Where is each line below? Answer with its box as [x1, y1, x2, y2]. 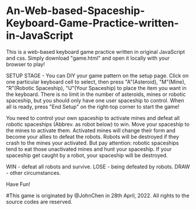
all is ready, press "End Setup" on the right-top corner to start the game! [6, 103, 180, 110]
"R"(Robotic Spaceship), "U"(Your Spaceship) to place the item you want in [6, 84, 187, 91]
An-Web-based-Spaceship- [6, 4, 145, 18]
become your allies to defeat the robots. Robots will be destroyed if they [6, 133, 180, 140]
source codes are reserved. [6, 198, 73, 205]
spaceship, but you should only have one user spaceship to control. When [6, 97, 184, 104]
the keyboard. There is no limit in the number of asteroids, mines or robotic [6, 91, 186, 98]
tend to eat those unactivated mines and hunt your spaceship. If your [6, 145, 172, 153]
